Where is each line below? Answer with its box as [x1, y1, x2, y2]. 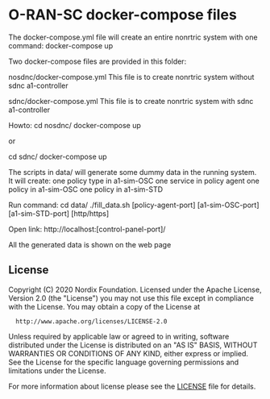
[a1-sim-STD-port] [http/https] [8, 208, 110, 218]
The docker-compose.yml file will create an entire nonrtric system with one [8, 32, 258, 42]
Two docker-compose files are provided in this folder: [8, 56, 187, 66]
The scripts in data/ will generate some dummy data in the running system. [8, 167, 257, 177]
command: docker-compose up [8, 40, 114, 50]
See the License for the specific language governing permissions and [8, 357, 239, 367]
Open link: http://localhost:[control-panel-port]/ [8, 224, 166, 234]
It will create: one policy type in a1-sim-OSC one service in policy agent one [8, 176, 260, 185]
